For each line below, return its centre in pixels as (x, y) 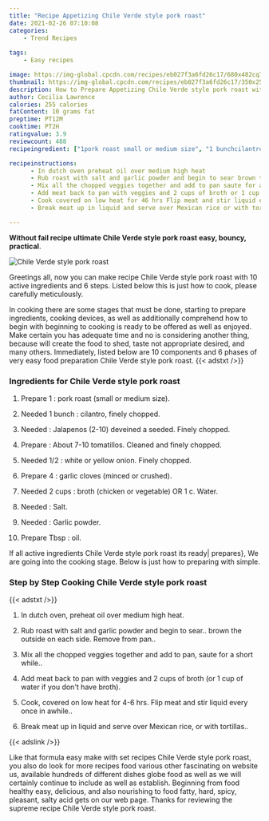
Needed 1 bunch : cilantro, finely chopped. (90, 414)
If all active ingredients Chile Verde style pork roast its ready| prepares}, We (134, 553)
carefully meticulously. (46, 294)
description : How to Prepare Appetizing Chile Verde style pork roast (129, 89)
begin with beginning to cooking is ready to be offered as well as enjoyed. (131, 326)
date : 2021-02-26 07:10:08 (54, 23)
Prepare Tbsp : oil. (51, 537)
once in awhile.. (46, 711)
